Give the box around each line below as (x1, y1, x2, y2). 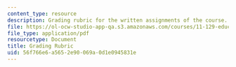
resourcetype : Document (7, 36, 77, 43)
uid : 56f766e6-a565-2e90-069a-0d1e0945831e (7, 50, 137, 57)
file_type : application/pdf (7, 29, 90, 37)
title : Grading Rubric (7, 43, 74, 50)
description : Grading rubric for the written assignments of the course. (7, 17, 228, 24)
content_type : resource (7, 10, 77, 17)
